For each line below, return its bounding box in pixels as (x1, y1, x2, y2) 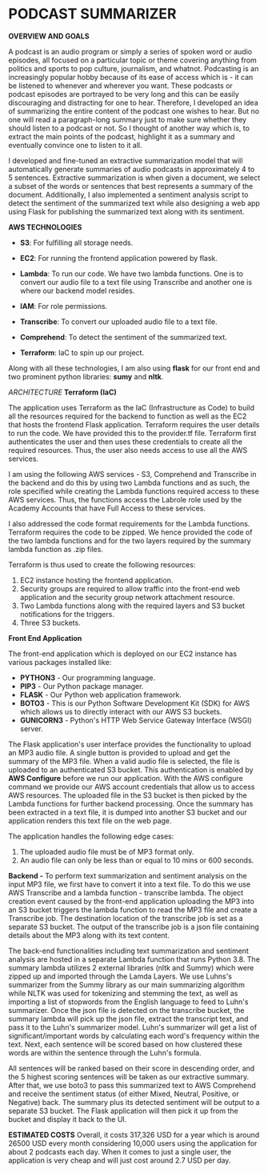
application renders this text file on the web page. (8, 815, 172, 825)
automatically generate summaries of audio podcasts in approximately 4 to (8, 164, 255, 174)
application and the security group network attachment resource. (19, 592, 235, 602)
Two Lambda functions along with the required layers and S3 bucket (19, 601, 246, 611)
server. (19, 723, 44, 733)
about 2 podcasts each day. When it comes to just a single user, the (8, 1147, 232, 1156)
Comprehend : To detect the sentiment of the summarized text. (19, 332, 228, 342)
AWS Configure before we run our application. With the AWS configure (8, 773, 243, 783)
